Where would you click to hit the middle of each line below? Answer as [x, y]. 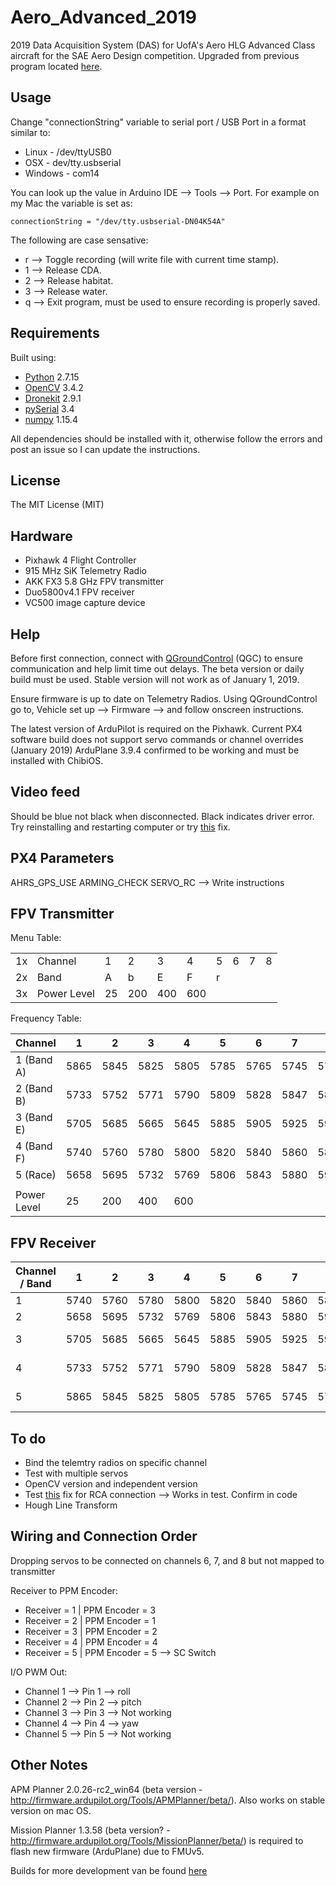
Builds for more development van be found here [109, 1870]
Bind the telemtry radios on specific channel [116, 1463]
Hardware [41, 536]
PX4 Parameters [62, 858]
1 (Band [34, 1060]
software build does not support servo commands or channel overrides [157, 739]
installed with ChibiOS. [57, 760]
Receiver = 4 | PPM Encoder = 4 [91, 1642]
